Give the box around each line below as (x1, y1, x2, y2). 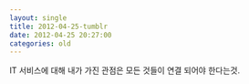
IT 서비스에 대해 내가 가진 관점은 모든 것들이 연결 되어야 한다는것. (9, 65, 240, 76)
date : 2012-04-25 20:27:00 (9, 30, 112, 39)
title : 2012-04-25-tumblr (9, 22, 108, 31)
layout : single (9, 13, 67, 23)
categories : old (9, 38, 71, 48)
